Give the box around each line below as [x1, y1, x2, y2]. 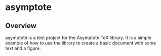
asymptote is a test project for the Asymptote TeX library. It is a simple [5, 34, 152, 40]
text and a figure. [5, 45, 41, 51]
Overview [5, 21, 37, 30]
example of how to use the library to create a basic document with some [5, 40, 156, 46]
